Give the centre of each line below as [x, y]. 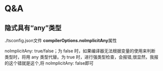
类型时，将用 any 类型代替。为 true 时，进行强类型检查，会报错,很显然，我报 [81, 57]
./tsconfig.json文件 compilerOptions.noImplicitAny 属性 [61, 40]
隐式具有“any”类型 [33, 28]
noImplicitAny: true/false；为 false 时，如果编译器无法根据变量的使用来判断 [80, 51]
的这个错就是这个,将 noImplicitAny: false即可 [49, 63]
